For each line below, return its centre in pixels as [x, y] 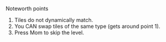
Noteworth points [27, 9]
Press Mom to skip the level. [49, 33]
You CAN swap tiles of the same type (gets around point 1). [87, 26]
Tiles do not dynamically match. [54, 20]
